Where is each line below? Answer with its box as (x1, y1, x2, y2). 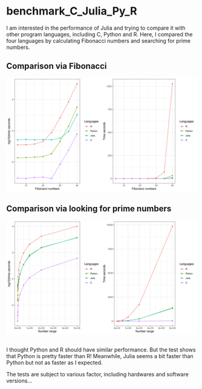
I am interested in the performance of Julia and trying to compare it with (6, 24, 186, 31)
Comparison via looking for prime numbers (6, 204, 172, 214)
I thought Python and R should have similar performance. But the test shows (6, 346, 196, 353)
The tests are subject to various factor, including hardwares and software (6, 371, 189, 378)
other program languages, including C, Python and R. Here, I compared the (6, 30, 193, 38)
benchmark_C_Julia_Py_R (6, 4, 137, 18)
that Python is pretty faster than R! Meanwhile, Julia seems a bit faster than (6, 353, 194, 360)
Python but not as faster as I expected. (6, 359, 103, 367)
